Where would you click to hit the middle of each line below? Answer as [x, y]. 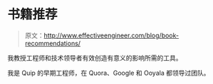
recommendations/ [52, 43]
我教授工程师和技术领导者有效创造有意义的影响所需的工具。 [95, 58]
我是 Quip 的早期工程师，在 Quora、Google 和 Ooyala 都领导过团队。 [109, 73]
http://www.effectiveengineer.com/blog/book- [111, 35]
